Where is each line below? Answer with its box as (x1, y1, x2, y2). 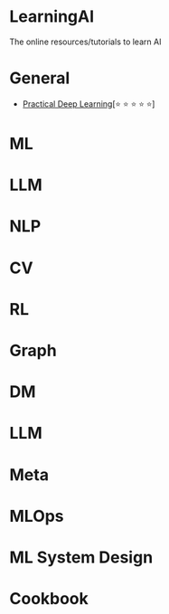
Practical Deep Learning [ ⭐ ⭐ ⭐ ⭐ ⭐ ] (22, 98, 155, 109)
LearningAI (9, 6, 95, 27)
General (9, 68, 70, 89)
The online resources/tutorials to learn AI (9, 36, 162, 47)
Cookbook (9, 589, 89, 609)
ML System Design (9, 547, 154, 567)
